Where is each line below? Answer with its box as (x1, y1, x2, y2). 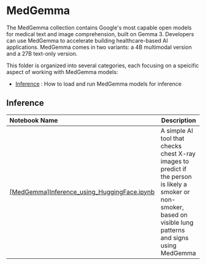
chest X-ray (160, 149, 196, 158)
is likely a (160, 180, 187, 188)
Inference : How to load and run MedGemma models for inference (15, 80, 182, 88)
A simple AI (160, 126, 193, 135)
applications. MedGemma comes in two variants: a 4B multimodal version (6, 43, 192, 51)
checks (160, 141, 182, 150)
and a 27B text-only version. (6, 50, 78, 57)
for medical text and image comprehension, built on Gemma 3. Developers (6, 30, 194, 37)
